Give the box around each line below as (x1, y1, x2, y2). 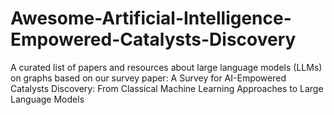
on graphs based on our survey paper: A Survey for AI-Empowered (10, 72, 287, 84)
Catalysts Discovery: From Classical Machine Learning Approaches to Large (10, 82, 324, 94)
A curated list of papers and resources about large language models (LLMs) (10, 61, 323, 73)
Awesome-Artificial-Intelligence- (10, 7, 292, 30)
